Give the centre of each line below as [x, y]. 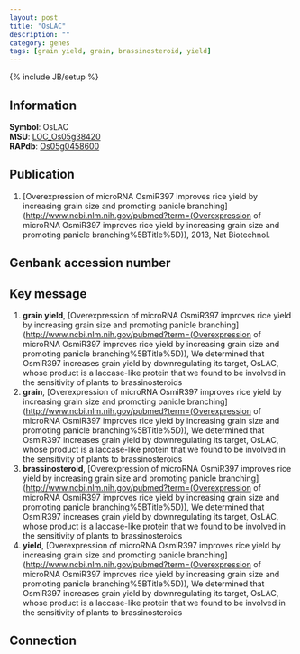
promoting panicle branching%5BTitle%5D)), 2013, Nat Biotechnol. [146, 235]
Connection [43, 641]
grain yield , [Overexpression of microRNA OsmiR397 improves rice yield [157, 315]
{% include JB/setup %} [54, 77]
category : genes [40, 43]
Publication [42, 175]
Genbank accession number [90, 263]
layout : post [34, 18]
